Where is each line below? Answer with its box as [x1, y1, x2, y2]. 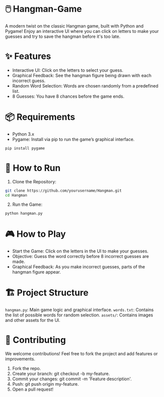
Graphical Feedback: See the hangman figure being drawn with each [12, 72, 152, 78]
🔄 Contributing [5, 335, 66, 346]
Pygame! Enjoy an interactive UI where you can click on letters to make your [5, 28, 159, 34]
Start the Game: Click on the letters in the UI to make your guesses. [12, 248, 149, 254]
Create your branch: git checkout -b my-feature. [12, 371, 110, 377]
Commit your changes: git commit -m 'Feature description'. [12, 376, 132, 382]
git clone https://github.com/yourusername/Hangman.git [5, 188, 122, 193]
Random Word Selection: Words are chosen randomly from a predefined [12, 83, 159, 88]
